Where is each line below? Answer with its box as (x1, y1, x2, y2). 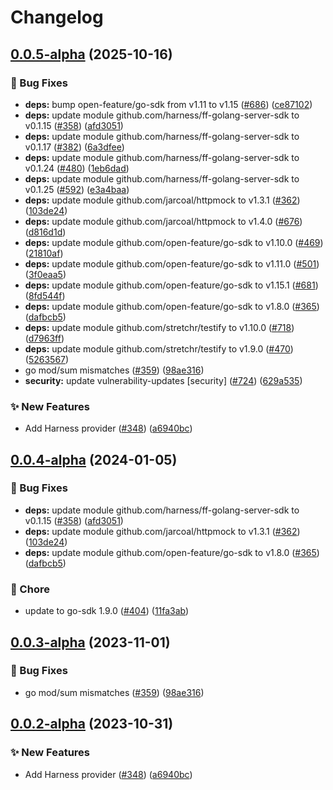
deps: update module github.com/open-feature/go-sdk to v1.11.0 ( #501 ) (24, 257, 320, 270)
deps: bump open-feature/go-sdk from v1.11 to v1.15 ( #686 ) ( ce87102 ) (24, 98, 313, 110)
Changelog (10, 6, 104, 29)
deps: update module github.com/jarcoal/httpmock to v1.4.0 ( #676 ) (24, 215, 303, 227)
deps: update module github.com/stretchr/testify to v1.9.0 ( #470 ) (24, 342, 294, 355)
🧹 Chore (10, 582, 50, 596)
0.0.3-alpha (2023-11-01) (10, 634, 171, 651)
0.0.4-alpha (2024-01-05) (10, 451, 178, 468)
